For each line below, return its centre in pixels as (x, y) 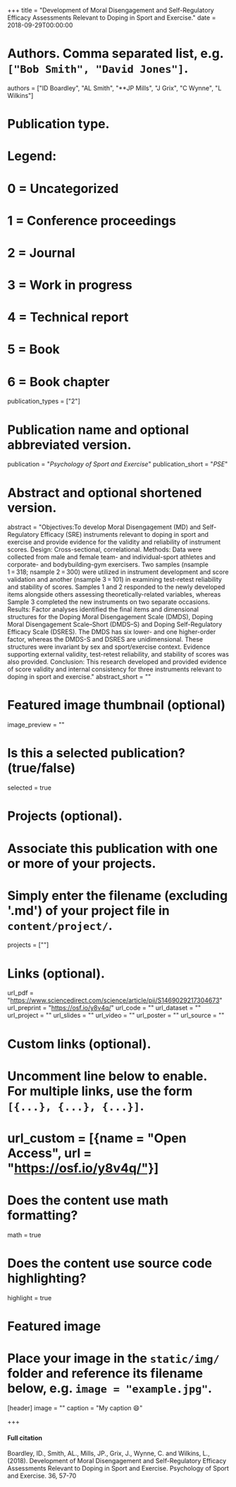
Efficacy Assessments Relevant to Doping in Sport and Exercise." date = (112, 18)
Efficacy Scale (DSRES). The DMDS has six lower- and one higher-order (112, 632)
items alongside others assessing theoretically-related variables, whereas (114, 595)
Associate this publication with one (113, 848)
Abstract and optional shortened (105, 493)
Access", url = (50, 1153)
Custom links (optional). (79, 1044)
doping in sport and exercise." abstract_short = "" (79, 677)
